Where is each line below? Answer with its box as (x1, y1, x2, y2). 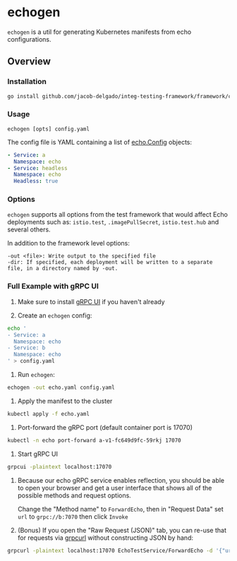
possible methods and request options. (17, 491, 132, 500)
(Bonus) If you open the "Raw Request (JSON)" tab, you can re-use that (17, 526, 227, 534)
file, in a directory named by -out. (7, 265, 119, 272)
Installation (7, 77, 47, 87)
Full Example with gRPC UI (7, 282, 99, 291)
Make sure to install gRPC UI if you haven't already (17, 297, 165, 306)
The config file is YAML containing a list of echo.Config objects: (7, 138, 193, 146)
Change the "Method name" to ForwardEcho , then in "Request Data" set (17, 505, 224, 513)
